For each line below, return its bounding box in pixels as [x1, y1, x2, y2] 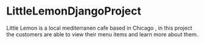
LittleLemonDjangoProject [6, 4, 142, 18]
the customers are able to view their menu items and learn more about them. [6, 30, 199, 38]
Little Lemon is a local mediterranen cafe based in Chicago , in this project [6, 24, 192, 31]
